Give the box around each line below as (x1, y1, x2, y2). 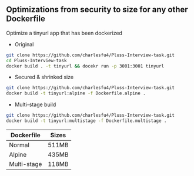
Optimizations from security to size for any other (6, 5, 188, 15)
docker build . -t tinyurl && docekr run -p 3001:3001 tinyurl (6, 63, 165, 69)
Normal (9, 141, 29, 149)
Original (14, 40, 34, 48)
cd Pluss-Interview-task (6, 57, 67, 63)
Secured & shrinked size (14, 73, 74, 81)
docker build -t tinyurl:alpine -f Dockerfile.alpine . (6, 90, 146, 96)
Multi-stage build (14, 101, 56, 108)
